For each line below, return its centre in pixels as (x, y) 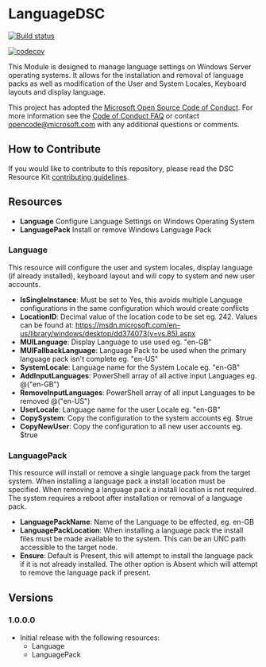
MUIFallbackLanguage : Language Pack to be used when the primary (133, 350)
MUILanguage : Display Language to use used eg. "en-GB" (116, 342)
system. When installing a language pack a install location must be (117, 481)
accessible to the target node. (69, 547)
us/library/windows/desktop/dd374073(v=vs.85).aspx (108, 333)
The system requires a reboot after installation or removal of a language (125, 498)
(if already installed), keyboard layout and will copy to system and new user (132, 276)
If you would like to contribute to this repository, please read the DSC (121, 169)
